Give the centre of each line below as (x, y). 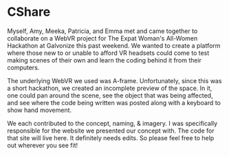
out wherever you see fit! (43, 145)
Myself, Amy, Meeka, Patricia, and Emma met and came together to (102, 31)
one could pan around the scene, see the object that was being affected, (110, 95)
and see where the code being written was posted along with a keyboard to (114, 102)
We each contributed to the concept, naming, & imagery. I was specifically (112, 123)
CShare (29, 12)
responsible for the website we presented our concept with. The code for (111, 131)
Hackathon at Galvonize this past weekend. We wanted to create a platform (114, 45)
